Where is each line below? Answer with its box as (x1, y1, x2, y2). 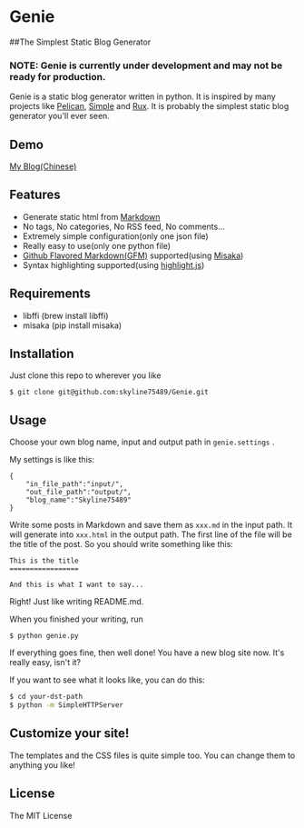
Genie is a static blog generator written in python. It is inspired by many (9, 91, 277, 102)
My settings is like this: (9, 454, 95, 465)
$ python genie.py (9, 632, 79, 641)
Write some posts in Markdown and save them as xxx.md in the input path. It (9, 520, 293, 531)
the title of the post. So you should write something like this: (9, 539, 234, 550)
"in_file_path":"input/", (25, 480, 124, 489)
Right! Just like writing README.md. (9, 596, 144, 607)
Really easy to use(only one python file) (22, 240, 171, 251)
